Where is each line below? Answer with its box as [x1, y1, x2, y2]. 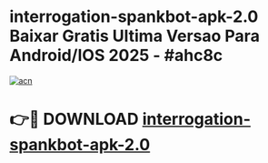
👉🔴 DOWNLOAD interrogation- [9, 109, 252, 129]
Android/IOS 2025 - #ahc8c [9, 46, 223, 66]
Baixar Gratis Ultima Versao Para [9, 25, 261, 46]
